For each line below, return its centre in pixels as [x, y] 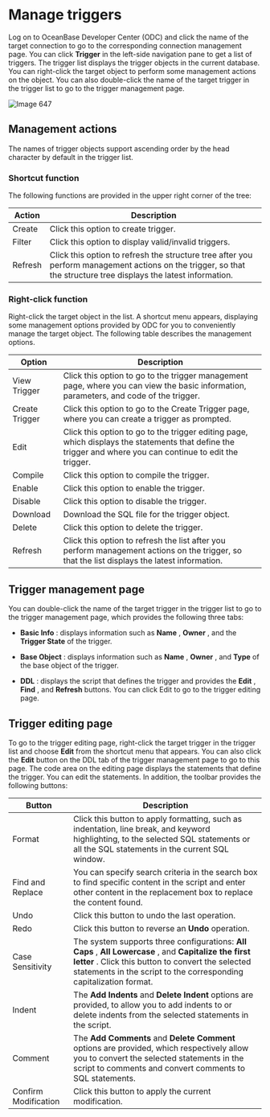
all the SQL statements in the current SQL [151, 848]
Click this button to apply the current [142, 1091]
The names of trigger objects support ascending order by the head [119, 148]
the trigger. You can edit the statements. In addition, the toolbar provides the [135, 777]
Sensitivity [32, 967]
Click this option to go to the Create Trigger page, [156, 409]
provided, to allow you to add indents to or [153, 1004]
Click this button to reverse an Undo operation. [162, 928]
